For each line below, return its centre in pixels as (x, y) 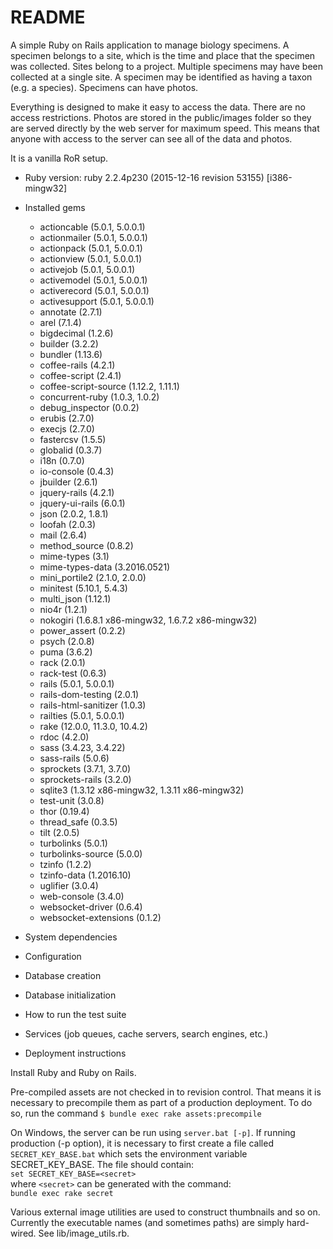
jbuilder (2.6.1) (68, 482)
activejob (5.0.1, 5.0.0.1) (87, 269)
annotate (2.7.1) (71, 312)
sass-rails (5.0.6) (74, 758)
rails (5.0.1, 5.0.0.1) (77, 683)
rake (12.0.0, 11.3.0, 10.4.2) (93, 726)
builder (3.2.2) (69, 343)
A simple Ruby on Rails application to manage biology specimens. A (150, 45)
